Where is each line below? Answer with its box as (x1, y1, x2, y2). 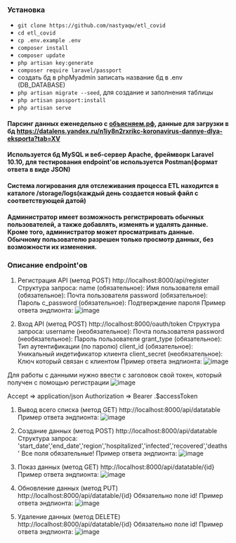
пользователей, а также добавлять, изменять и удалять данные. (7, 220, 209, 228)
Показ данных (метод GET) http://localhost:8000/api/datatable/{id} (17, 463, 215, 471)
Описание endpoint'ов (7, 260, 88, 270)
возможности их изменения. (7, 242, 97, 251)
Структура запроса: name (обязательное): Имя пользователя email (17, 283, 220, 292)
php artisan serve (17, 104, 72, 112)
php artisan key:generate (17, 60, 93, 67)
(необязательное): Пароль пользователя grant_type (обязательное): (17, 335, 223, 343)
